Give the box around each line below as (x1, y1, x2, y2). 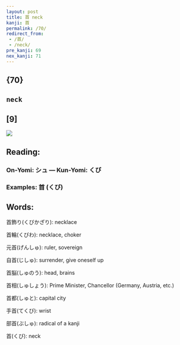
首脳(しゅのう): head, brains (6, 269, 75, 276)
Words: (6, 202, 34, 212)
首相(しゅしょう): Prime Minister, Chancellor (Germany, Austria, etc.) (6, 282, 175, 289)
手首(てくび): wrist (6, 307, 51, 315)
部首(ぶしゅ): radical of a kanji (6, 320, 80, 327)
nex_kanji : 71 (6, 53, 42, 59)
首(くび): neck (6, 332, 41, 340)
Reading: (6, 147, 41, 157)
